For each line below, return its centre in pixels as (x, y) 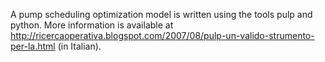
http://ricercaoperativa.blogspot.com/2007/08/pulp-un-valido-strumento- (162, 35)
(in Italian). (79, 46)
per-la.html (33, 46)
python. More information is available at (92, 25)
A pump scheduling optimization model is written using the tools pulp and (161, 14)
